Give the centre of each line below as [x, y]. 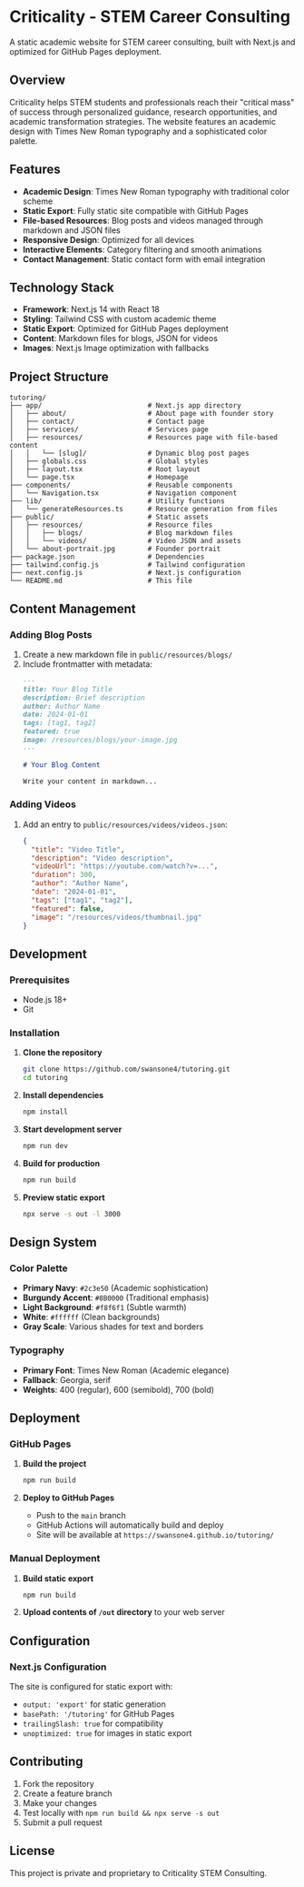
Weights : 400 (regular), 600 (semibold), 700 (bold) [118, 1389]
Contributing [46, 1762]
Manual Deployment [55, 1559]
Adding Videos [43, 804]
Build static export [58, 1578]
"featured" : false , [68, 908]
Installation [35, 1033]
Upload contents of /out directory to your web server [123, 1612]
